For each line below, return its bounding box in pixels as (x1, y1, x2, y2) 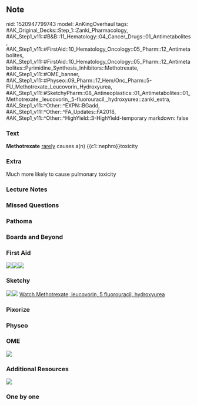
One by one (6, 392, 40, 401)
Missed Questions (6, 201, 59, 209)
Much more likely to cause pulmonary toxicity (6, 171, 116, 178)
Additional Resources (6, 365, 69, 373)
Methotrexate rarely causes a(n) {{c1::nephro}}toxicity (6, 143, 138, 150)
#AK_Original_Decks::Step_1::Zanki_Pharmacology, (6, 27, 128, 34)
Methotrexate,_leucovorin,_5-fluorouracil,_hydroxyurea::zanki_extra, (6, 96, 171, 103)
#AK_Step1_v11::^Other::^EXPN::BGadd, (6, 102, 100, 109)
